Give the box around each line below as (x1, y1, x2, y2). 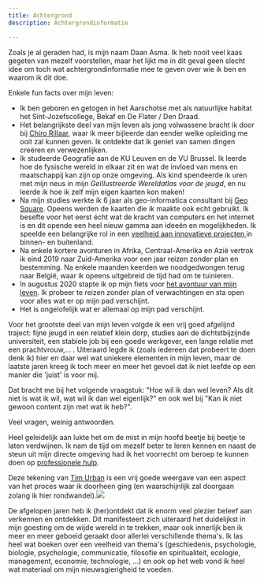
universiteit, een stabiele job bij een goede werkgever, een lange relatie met (8, 336, 254, 345)
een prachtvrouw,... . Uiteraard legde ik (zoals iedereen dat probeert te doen (8, 345, 256, 354)
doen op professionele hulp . (8, 457, 100, 467)
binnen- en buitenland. (19, 237, 94, 247)
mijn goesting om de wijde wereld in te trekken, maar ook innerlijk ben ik (8, 522, 243, 532)
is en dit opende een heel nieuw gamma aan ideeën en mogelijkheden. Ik (19, 220, 257, 229)
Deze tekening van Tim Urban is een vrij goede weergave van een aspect (8, 472, 247, 482)
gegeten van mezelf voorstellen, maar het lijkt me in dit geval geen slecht (8, 56, 246, 65)
